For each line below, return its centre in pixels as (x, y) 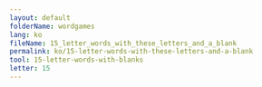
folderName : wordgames (52, 26)
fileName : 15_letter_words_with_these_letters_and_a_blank (123, 43)
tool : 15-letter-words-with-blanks (77, 60)
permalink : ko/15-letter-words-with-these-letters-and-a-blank (131, 52)
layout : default (40, 18)
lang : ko (26, 34)
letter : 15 (30, 69)
